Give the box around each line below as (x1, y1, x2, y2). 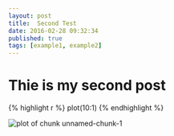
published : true (8, 34, 63, 43)
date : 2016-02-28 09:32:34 (8, 27, 99, 35)
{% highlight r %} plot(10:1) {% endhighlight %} (8, 103, 164, 113)
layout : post (8, 11, 52, 20)
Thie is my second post (8, 76, 166, 95)
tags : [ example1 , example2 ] (8, 42, 103, 50)
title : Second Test (8, 19, 78, 27)
